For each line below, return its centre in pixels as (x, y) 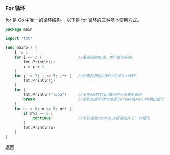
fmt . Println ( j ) (40, 81)
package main (19, 30)
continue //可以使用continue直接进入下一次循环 (91, 118)
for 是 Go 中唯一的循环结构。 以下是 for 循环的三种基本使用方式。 (74, 20)
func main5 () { (21, 48)
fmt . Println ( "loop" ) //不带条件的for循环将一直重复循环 (83, 94)
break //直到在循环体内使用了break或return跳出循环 (94, 99)
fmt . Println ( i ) (40, 62)
